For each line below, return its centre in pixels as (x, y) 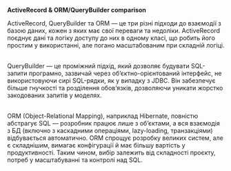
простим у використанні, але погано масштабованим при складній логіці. (116, 45)
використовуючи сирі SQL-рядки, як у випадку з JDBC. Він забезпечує (111, 81)
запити (17, 73)
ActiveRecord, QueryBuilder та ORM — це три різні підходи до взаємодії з (114, 23)
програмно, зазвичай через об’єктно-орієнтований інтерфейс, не (125, 73)
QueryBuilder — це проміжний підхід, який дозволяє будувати (98, 66)
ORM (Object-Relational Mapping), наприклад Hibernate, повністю (103, 116)
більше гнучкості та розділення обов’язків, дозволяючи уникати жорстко (115, 88)
